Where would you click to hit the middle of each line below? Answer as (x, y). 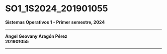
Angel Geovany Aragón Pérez (36, 36)
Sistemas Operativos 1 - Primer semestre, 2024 (55, 22)
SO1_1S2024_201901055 (57, 9)
